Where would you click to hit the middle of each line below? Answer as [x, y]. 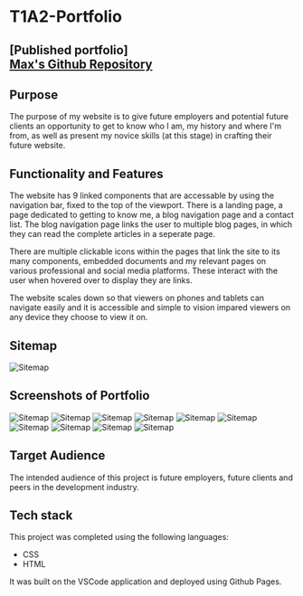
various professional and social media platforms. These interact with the [144, 271]
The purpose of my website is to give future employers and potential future [149, 117]
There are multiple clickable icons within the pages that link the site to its [145, 251]
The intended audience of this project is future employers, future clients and [151, 478]
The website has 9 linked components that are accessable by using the [142, 195]
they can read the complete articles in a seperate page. [112, 234]
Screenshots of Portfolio [80, 396]
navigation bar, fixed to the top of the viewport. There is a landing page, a [146, 205]
